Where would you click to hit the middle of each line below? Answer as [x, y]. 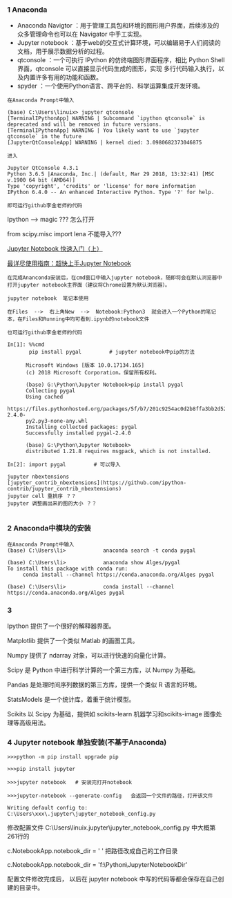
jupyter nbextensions [38, 477]
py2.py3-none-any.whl [57, 421]
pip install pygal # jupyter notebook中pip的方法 [112, 352]
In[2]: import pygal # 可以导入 [64, 465]
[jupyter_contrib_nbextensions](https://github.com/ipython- [97, 483]
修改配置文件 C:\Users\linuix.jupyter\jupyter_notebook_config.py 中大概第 [112, 828]
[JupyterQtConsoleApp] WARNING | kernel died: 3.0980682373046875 [105, 143]
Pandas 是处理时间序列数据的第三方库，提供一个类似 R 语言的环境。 [104, 685]
